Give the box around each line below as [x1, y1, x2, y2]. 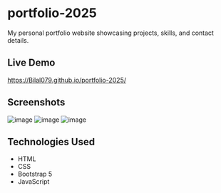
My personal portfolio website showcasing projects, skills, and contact [7, 28, 214, 37]
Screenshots [7, 96, 66, 108]
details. [7, 36, 29, 44]
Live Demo [7, 57, 56, 69]
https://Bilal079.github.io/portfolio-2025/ [7, 75, 127, 84]
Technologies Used [7, 135, 95, 147]
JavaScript [17, 177, 50, 186]
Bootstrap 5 [17, 169, 53, 179]
